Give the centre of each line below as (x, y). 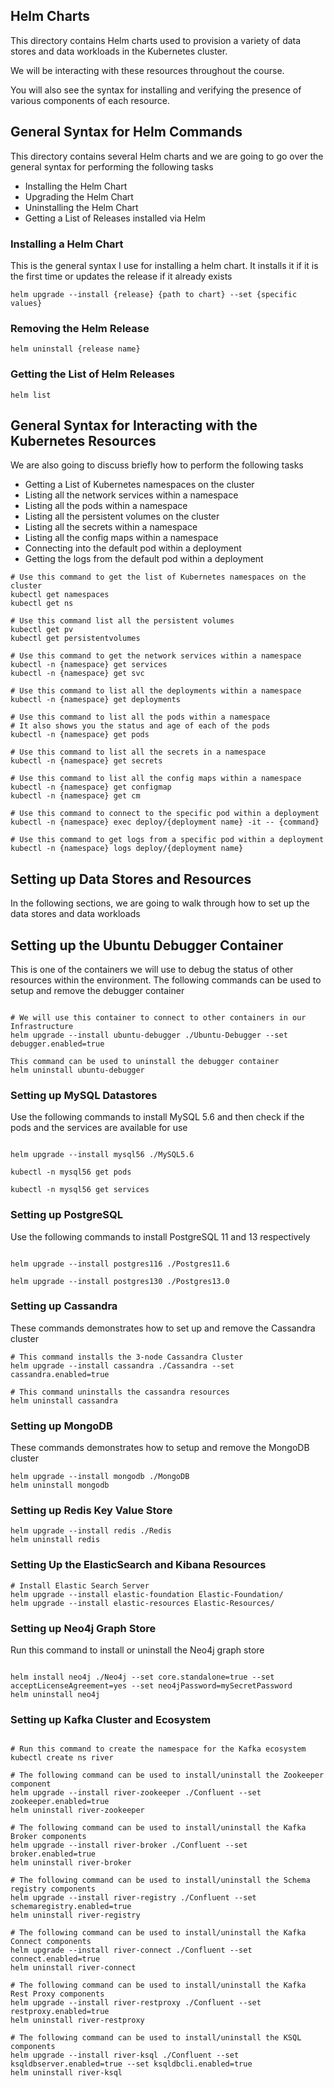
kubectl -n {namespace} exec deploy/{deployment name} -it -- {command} (165, 822)
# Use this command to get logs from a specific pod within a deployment (167, 840)
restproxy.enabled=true (60, 2012)
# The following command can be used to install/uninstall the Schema (160, 1880)
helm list (31, 395)
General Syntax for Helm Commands (126, 132)
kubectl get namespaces (60, 595)
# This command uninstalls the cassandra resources (120, 1392)
